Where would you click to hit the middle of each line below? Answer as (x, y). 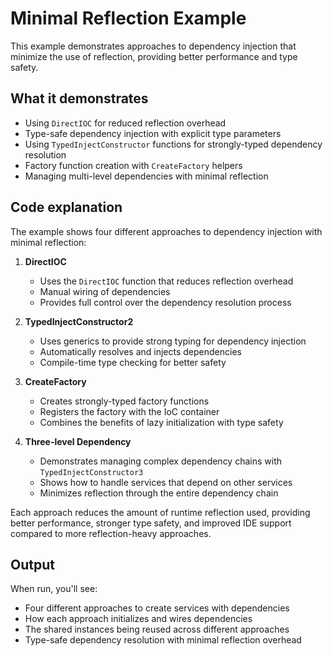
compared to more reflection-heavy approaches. (111, 533)
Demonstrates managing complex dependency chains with (161, 461)
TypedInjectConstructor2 (79, 321)
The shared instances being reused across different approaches (157, 629)
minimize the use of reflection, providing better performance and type (154, 56)
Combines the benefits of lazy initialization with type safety (161, 422)
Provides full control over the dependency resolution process (165, 302)
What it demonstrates (79, 98)
